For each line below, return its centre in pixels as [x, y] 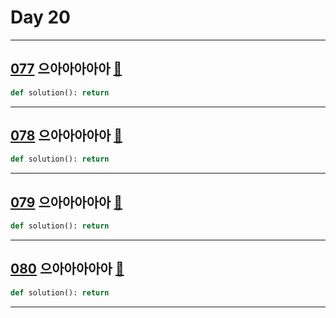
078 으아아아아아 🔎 [66, 136]
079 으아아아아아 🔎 [66, 202]
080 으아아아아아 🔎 [67, 269]
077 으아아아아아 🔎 [66, 69]
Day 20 [41, 17]
